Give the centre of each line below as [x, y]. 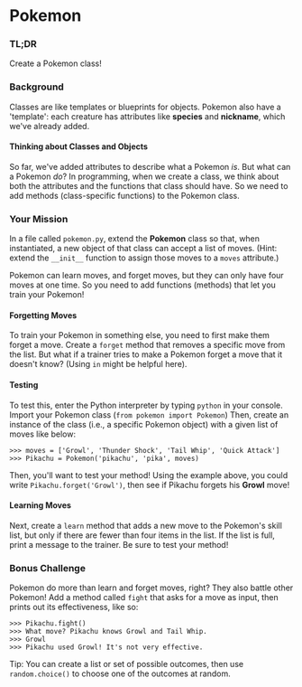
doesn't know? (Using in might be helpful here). [98, 364]
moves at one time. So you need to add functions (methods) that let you [143, 285]
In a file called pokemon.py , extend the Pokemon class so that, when [134, 239]
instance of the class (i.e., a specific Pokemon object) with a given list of [144, 424]
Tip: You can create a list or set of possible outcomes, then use [127, 664]
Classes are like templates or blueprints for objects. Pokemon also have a [145, 107]
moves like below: [43, 434]
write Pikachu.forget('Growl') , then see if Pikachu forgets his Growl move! [150, 485]
